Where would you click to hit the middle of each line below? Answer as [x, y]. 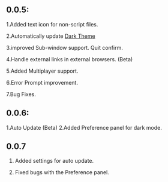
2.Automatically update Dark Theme [51, 36]
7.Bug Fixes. [21, 94]
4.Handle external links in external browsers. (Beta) [70, 59]
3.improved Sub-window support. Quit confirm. [64, 47]
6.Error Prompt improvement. [42, 82]
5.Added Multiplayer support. [42, 71]
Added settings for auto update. [54, 161]
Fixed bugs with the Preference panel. [62, 172]
